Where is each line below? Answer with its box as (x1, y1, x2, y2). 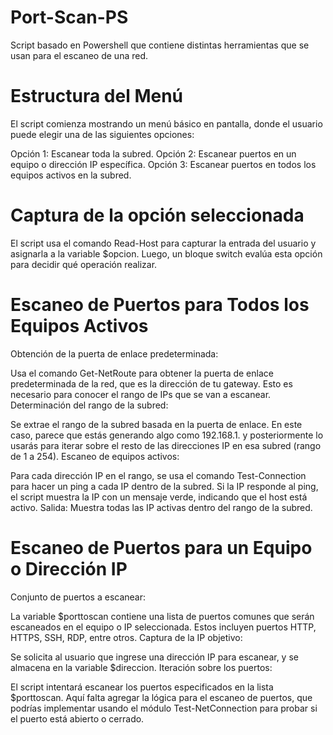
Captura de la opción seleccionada (10, 204, 305, 227)
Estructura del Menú (10, 85, 184, 108)
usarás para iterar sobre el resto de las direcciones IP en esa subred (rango (10, 439, 322, 451)
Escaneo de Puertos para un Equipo (10, 536, 313, 559)
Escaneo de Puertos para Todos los (10, 294, 310, 316)
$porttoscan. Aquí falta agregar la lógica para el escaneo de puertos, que (10, 691, 313, 703)
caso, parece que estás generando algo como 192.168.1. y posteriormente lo (10, 429, 324, 441)
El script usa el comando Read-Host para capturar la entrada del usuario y (10, 237, 317, 249)
